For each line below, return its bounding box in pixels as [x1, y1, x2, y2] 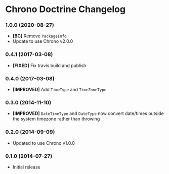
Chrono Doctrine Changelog [5, 4, 125, 15]
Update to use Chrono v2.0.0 [12, 38, 73, 44]
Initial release [12, 164, 40, 170]
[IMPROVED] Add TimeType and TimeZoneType [12, 87, 107, 93]
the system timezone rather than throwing [12, 116, 100, 122]
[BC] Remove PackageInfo [12, 33, 67, 39]
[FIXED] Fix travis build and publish [12, 62, 87, 69]
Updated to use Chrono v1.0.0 [12, 140, 75, 146]
